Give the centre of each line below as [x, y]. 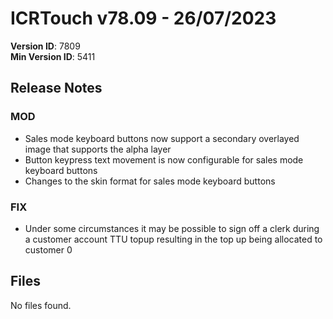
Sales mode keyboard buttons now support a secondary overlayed [162, 138]
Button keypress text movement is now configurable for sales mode [164, 159]
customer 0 [48, 249]
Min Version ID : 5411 [53, 56]
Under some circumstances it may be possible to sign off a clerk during [172, 228]
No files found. [41, 305]
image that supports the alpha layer [98, 149]
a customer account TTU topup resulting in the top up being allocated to [173, 239]
